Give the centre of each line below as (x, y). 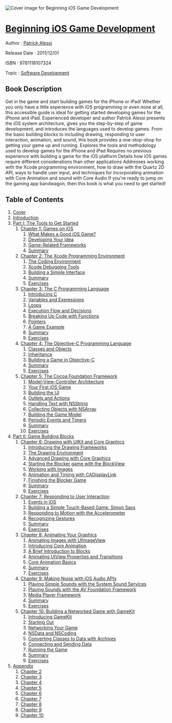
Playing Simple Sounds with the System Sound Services (87, 584)
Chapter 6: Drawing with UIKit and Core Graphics (72, 442)
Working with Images (50, 469)
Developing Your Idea (51, 239)
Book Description (34, 89)
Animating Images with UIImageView (67, 540)
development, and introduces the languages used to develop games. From (84, 129)
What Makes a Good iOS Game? (62, 234)
